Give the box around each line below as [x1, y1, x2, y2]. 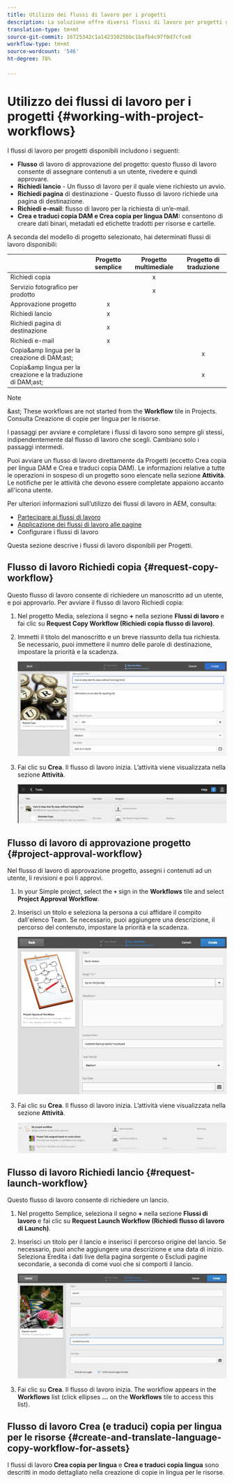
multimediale [134, 263, 174, 271]
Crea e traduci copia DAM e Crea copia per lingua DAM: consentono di [17, 211, 224, 220]
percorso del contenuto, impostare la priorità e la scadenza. [17, 922, 189, 931]
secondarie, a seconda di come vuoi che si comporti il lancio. [17, 1260, 194, 1268]
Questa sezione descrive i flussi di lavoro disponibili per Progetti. [7, 541, 193, 549]
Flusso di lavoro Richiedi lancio [7, 1166, 144, 1178]
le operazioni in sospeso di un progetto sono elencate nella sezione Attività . [7, 471, 226, 479]
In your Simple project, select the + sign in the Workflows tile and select [17, 887, 224, 895]
